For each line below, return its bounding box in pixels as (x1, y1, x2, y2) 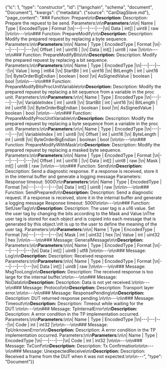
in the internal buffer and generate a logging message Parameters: (5, 174, 142, 179)
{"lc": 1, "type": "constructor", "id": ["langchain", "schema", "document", (5, 4, 153, 10)
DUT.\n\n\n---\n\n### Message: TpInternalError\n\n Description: (5, 306, 138, 312)
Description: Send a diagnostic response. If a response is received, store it (5, 168, 159, 174)
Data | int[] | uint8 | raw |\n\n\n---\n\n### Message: (39, 263, 146, 269)
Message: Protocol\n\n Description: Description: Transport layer (22, 285, 155, 290)
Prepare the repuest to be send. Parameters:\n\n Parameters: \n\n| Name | (5, 20, 156, 26)
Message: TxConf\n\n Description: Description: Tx (5, 343, 108, 349)
